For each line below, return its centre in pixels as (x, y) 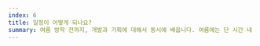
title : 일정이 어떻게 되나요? (50, 23)
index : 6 (22, 15)
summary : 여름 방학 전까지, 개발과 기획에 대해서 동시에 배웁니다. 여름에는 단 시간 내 (130, 30)
